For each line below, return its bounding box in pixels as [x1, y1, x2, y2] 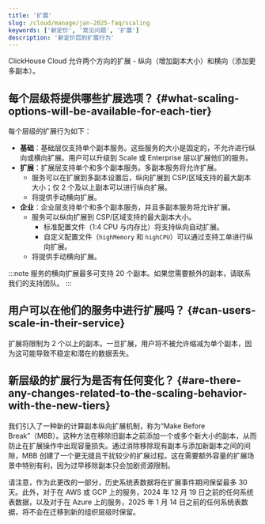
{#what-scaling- [155, 92, 240, 105]
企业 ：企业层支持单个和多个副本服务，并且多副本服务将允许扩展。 [19, 202, 235, 212]
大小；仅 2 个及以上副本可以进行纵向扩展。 [31, 183, 172, 192]
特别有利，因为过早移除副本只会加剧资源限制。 [21, 460, 175, 470]
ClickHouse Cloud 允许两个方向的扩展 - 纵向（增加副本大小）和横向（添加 [8, 56, 249, 66]
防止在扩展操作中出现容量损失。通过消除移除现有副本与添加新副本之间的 [8, 440, 244, 450]
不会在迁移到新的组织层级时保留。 [28, 507, 140, 516]
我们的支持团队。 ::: [8, 278, 73, 288]
